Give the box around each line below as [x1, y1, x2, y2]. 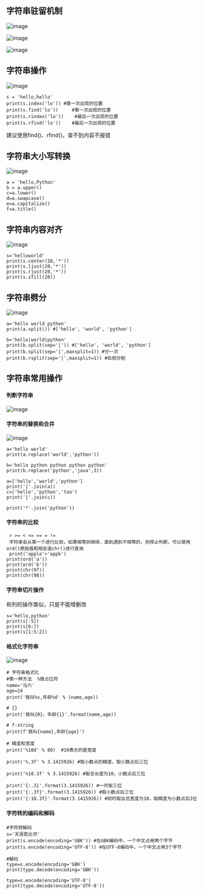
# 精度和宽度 [6, 741, 35, 747]
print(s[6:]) [6, 623, 40, 630]
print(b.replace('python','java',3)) [6, 467, 102, 473]
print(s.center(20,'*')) [6, 258, 69, 264]
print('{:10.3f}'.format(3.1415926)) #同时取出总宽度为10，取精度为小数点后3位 [6, 796, 198, 802]
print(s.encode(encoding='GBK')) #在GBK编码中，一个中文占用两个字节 [6, 837, 173, 844]
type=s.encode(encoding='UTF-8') [6, 877, 91, 883]
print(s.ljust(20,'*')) [6, 264, 67, 270]
